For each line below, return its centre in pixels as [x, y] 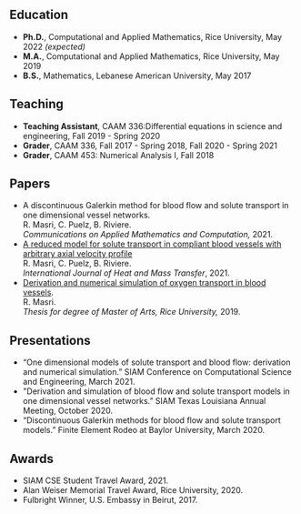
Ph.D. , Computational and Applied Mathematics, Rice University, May [152, 36]
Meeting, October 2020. [68, 411]
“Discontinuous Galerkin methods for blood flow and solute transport [152, 420]
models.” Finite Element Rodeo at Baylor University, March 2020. [144, 430]
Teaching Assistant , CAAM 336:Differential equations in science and [152, 126]
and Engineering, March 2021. [79, 382]
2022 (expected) [54, 46]
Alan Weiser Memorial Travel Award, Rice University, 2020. [133, 490]
